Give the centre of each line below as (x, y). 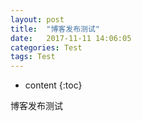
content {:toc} (53, 85)
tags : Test (33, 57)
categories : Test (46, 47)
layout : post (37, 19)
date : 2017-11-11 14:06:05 (71, 38)
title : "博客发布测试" (55, 29)
